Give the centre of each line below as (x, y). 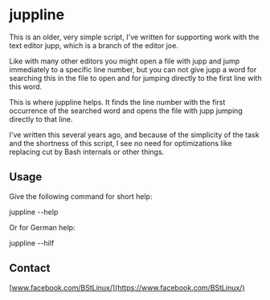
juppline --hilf (32, 243)
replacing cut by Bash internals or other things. (87, 152)
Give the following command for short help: (81, 196)
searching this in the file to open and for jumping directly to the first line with (135, 78)
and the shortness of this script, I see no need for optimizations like (121, 143)
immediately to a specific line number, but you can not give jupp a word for (133, 69)
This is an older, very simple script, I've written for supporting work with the (134, 37)
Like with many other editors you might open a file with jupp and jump (125, 61)
